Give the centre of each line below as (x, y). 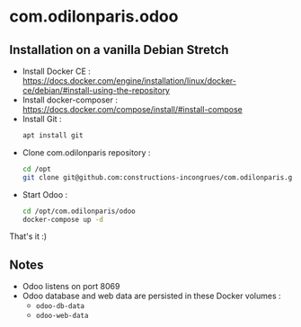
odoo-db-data (60, 306)
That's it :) (28, 236)
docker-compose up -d (62, 219)
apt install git (53, 136)
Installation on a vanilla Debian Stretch (119, 50)
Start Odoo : (45, 194)
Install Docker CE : (57, 71)
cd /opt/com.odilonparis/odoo (79, 211)
